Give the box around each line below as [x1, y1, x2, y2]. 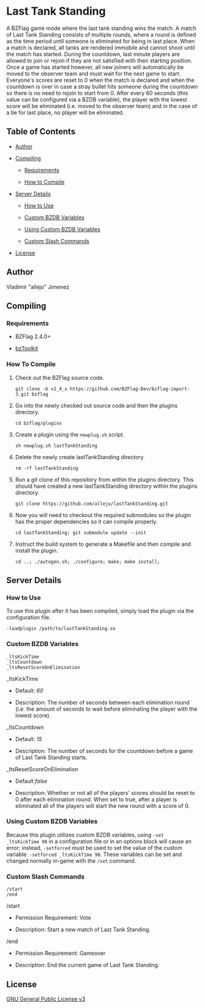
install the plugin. [15, 546, 58, 554]
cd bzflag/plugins [15, 420, 62, 426]
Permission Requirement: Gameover [15, 949, 106, 957]
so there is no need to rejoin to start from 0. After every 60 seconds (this [6, 89, 189, 96]
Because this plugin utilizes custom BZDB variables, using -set [6, 831, 164, 838]
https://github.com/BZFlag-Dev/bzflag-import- [69, 386, 190, 392]
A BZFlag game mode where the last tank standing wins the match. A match [6, 24, 197, 32]
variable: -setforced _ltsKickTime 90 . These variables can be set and [6, 850, 182, 858]
